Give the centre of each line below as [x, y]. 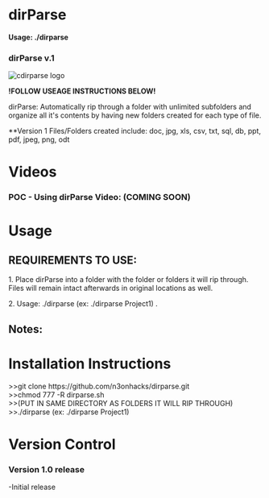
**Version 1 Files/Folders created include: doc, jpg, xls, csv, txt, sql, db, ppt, [135, 131]
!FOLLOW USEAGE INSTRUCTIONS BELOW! [82, 91]
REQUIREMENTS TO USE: [73, 260]
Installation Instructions [90, 363]
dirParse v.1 [31, 58]
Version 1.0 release [47, 469]
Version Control [62, 444]
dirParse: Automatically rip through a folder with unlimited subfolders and [130, 107]
